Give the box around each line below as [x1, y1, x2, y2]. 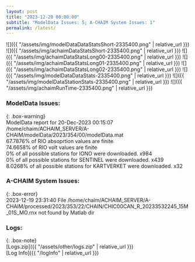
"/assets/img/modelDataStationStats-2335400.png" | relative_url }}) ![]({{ [6, 79, 183, 86]
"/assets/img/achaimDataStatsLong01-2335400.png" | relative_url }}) [13, 60, 180, 67]
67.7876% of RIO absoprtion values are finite [6, 137, 114, 144]
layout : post [6, 8, 38, 15]
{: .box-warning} [6, 113, 46, 120]
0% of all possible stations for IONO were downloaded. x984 [6, 150, 152, 157]
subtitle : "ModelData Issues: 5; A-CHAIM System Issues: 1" [6, 19, 156, 25]
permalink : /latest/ [6, 25, 57, 31]
